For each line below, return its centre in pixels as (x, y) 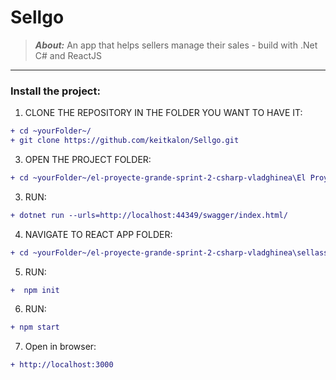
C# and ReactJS (68, 55)
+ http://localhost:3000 (62, 365)
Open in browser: (60, 347)
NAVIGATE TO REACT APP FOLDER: (98, 234)
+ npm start (35, 327)
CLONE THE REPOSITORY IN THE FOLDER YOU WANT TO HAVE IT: (163, 113)
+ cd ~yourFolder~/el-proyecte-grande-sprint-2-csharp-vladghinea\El (158, 177)
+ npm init (35, 290)
